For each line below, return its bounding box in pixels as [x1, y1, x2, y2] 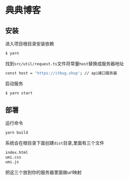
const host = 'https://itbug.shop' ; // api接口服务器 [5, 70, 117, 76]
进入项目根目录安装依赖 [5, 41, 54, 47]
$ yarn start [5, 91, 33, 96]
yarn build [5, 130, 28, 136]
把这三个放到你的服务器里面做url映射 [5, 169, 82, 175]
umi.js [5, 160, 19, 165]
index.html [5, 150, 28, 155]
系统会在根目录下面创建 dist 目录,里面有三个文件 [5, 140, 105, 146]
